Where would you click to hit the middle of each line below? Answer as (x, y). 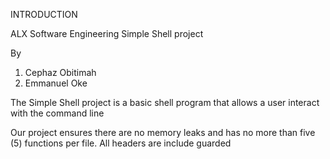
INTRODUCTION (44, 14)
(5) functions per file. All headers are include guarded (121, 143)
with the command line (57, 113)
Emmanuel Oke (56, 83)
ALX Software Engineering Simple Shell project (107, 33)
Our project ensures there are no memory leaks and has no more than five (163, 132)
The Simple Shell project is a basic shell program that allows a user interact (165, 102)
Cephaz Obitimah (60, 72)
